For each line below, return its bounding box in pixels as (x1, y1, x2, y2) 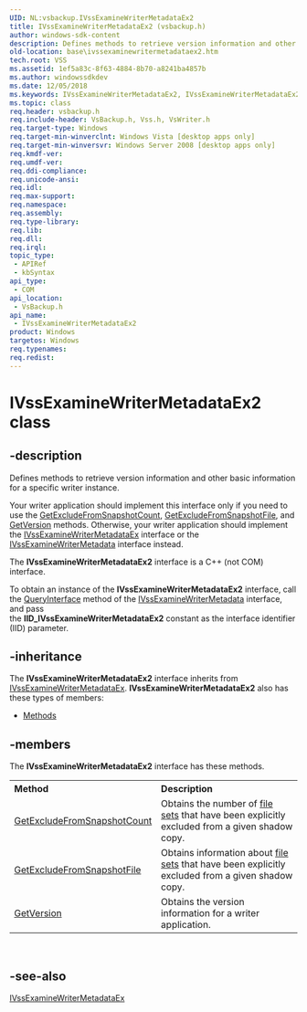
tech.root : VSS (9, 56, 68, 65)
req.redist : (9, 353, 55, 362)
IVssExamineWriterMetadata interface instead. (9, 538, 185, 549)
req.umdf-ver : (9, 157, 64, 167)
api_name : (9, 311, 48, 320)
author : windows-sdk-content (9, 30, 121, 39)
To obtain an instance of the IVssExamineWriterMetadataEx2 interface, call (9, 584, 297, 595)
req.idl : (9, 184, 43, 193)
